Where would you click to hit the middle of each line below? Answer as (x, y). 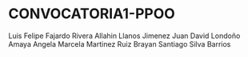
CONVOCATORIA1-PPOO (92, 14)
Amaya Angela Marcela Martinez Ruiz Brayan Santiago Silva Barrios (120, 44)
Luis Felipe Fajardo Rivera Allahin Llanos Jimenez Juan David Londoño (124, 36)
